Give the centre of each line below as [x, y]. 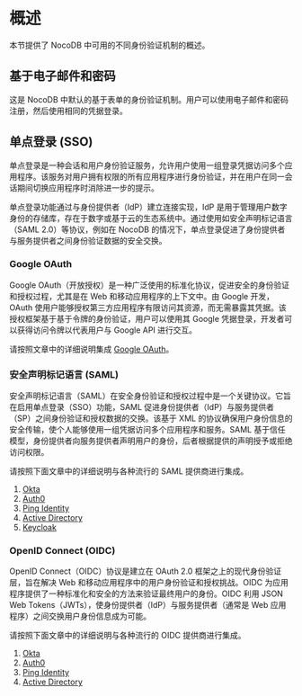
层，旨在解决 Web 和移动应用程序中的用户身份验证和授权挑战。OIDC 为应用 [149, 583]
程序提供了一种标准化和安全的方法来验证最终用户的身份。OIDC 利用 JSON [146, 593]
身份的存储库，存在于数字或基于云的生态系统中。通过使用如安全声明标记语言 [151, 218]
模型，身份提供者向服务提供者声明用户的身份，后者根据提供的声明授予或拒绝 [151, 441]
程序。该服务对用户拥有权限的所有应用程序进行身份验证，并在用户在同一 [151, 176]
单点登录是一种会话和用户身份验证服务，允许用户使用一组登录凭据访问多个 [147, 165]
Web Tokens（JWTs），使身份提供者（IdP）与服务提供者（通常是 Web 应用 [148, 605]
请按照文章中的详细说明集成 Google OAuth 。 [92, 349]
